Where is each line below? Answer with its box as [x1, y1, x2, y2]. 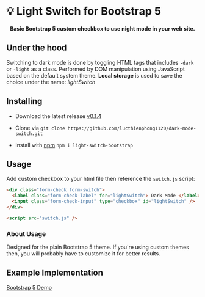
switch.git [15, 130, 43, 137]
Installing [6, 96, 43, 106]
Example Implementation [6, 268, 104, 278]
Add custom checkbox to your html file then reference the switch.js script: [6, 175, 195, 183]
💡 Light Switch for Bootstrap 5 [6, 4, 162, 18]
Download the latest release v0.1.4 [15, 112, 102, 120]
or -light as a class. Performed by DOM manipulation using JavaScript [6, 65, 185, 73]
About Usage [6, 229, 46, 238]
